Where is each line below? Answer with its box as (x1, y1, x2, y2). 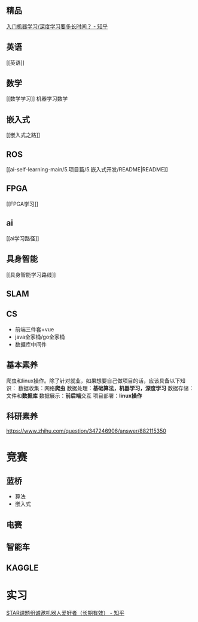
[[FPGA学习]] (6, 200, 39, 207)
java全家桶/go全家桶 (14, 333, 65, 340)
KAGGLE (6, 563, 39, 573)
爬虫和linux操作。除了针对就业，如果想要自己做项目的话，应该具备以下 (6, 377, 181, 384)
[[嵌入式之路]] (6, 131, 41, 139)
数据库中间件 (14, 340, 47, 348)
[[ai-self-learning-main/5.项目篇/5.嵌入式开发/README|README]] (6, 166, 169, 173)
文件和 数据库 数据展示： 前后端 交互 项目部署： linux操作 (6, 392, 142, 399)
